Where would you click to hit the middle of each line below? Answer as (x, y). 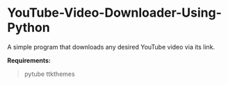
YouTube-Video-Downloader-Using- (115, 13)
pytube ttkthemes (49, 74)
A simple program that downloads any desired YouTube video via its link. (111, 47)
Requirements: (29, 60)
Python (28, 28)
